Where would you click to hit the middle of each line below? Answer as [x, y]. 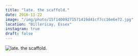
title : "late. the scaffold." [38, 10]
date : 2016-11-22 [24, 15]
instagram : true [22, 29]
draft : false [19, 34]
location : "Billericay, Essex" [39, 24]
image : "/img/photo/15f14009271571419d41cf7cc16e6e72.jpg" [70, 19]
